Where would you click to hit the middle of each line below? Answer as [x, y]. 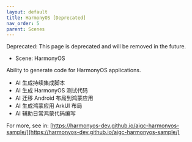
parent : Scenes [26, 29]
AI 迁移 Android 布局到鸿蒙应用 [54, 98]
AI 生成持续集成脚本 [40, 83]
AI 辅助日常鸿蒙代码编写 [46, 113]
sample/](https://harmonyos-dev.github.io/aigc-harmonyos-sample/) [93, 132]
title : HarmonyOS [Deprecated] [46, 18]
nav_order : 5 [23, 23]
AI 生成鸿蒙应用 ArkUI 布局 [49, 106]
